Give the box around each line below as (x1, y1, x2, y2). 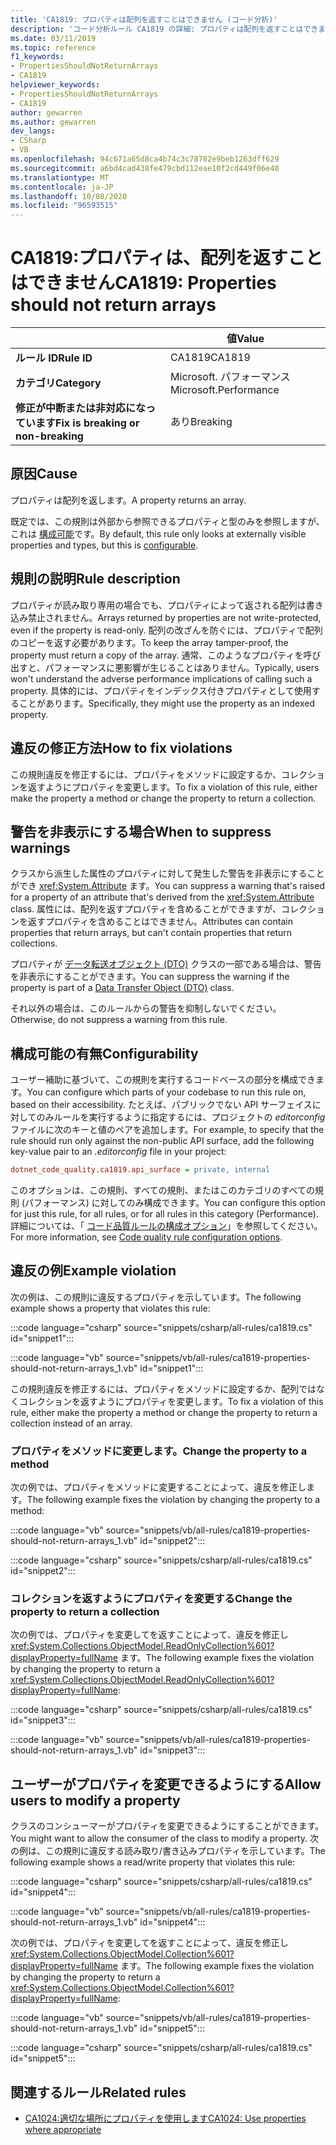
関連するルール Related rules (10, 2084, 187, 2101)
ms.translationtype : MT (10, 172, 110, 183)
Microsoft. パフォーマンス (170, 370, 291, 384)
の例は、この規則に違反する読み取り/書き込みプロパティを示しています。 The (10, 1845, 326, 1857)
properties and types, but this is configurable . (10, 539, 199, 551)
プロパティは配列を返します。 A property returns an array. (10, 494, 247, 506)
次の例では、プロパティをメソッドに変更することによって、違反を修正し (10, 1481, 307, 1493)
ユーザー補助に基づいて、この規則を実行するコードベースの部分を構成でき (10, 1074, 316, 1086)
